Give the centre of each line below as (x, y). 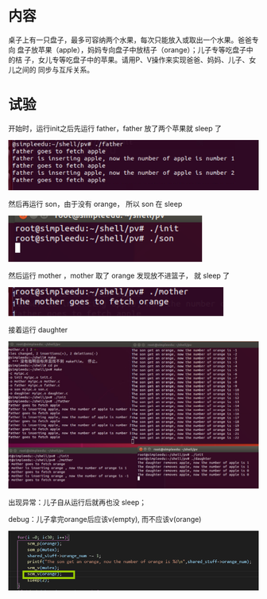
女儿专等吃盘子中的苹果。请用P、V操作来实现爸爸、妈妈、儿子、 (143, 60)
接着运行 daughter (38, 330)
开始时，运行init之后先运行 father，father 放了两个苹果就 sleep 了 (115, 128)
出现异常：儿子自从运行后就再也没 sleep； (77, 502)
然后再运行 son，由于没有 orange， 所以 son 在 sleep (95, 204)
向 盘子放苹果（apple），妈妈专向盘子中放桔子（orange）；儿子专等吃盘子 (128, 49)
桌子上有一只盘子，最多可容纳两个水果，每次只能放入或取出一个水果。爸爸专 (133, 40)
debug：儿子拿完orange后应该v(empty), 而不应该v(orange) (105, 519)
